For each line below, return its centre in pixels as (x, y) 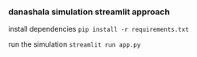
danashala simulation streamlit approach (89, 12)
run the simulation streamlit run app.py (75, 44)
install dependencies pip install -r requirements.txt (98, 29)
